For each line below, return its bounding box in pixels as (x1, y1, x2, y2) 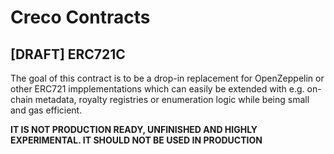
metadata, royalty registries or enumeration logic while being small (34, 94, 310, 105)
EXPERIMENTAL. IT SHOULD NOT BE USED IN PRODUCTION (10, 134, 263, 146)
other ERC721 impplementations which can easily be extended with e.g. (10, 83, 305, 95)
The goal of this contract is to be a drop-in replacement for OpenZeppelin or (10, 72, 325, 84)
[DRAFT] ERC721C (10, 46, 126, 63)
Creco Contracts (10, 6, 151, 29)
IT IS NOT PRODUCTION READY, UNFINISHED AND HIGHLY (10, 124, 258, 135)
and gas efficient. (10, 104, 83, 116)
